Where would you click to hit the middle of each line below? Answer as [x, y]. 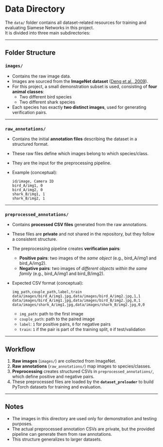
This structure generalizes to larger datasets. [57, 439]
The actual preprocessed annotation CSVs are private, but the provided [83, 429]
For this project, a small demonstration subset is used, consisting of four [84, 86]
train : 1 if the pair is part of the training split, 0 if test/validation [82, 330]
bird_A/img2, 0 [27, 190]
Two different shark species [47, 102]
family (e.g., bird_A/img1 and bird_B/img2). [62, 273]
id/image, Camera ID [33, 181]
